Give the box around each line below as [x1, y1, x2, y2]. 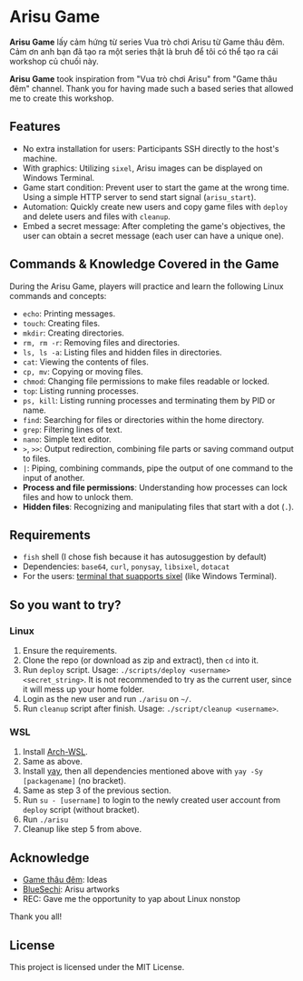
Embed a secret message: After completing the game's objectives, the [22, 220, 286, 231]
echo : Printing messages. [22, 307, 116, 319]
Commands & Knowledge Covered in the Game [9, 256, 279, 272]
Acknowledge [9, 850, 90, 866]
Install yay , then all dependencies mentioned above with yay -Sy [22, 766, 263, 776]
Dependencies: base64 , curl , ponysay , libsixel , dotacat [22, 561, 230, 572]
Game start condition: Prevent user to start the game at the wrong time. [22, 182, 289, 193]
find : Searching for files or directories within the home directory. [22, 414, 265, 425]
